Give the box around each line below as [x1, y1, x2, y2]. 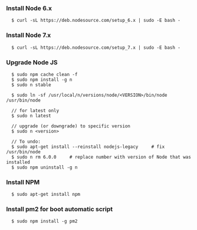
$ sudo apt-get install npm [11, 192, 81, 198]
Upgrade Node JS [6, 58, 58, 66]
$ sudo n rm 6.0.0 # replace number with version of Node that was [11, 154, 192, 160]
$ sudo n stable [11, 81, 51, 88]
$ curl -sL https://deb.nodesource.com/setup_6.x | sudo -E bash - [11, 18, 181, 24]
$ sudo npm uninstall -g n [11, 164, 78, 170]
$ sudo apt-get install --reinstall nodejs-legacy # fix [11, 143, 165, 150]
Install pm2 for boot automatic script [6, 205, 113, 213]
